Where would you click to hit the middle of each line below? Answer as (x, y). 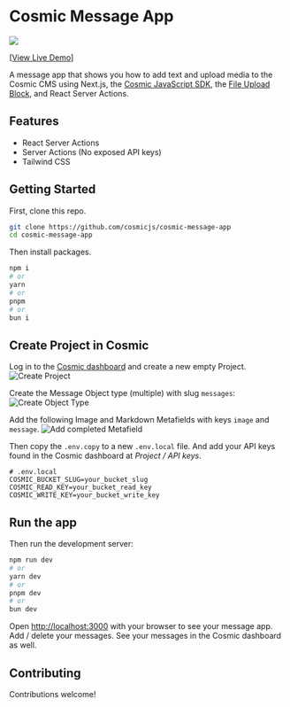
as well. (23, 645)
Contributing (45, 673)
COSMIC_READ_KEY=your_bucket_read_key (80, 488)
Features (34, 121)
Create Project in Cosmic (79, 345)
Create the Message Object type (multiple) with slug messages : (122, 393)
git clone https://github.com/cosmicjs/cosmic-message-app (120, 227)
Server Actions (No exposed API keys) (92, 151)
